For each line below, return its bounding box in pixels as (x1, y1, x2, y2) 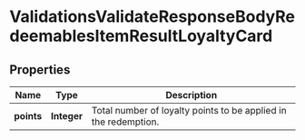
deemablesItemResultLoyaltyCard (9, 25, 273, 46)
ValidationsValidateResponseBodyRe (9, 6, 296, 27)
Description (165, 89, 218, 101)
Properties (9, 62, 71, 77)
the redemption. (91, 115, 160, 128)
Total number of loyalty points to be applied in (91, 105, 288, 116)
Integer (50, 110, 84, 122)
